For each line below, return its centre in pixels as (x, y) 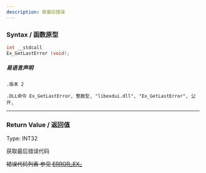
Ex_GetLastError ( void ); (38, 53)
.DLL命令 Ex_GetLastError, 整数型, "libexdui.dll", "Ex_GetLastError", (97, 96)
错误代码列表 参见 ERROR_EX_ (44, 164)
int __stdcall (25, 47)
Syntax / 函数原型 (32, 34)
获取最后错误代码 (28, 151)
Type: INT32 (22, 138)
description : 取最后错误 (36, 12)
